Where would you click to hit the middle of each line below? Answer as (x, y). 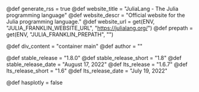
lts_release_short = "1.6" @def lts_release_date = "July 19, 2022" (87, 71)
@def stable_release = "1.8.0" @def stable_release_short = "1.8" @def (94, 58)
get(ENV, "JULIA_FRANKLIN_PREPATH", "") (60, 34)
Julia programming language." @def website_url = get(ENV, (80, 21)
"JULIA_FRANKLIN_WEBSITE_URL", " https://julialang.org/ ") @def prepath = (100, 28)
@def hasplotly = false (35, 82)
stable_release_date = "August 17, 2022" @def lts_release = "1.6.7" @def (97, 64)
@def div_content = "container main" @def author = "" (74, 46)
